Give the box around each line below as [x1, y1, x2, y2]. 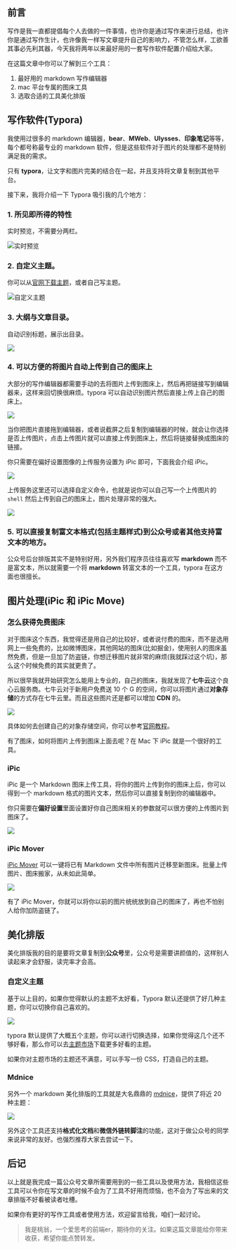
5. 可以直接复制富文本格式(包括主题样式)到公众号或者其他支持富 [7, 527, 223, 536]
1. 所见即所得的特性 [7, 209, 72, 219]
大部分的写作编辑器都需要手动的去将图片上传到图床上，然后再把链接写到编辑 [7, 379, 229, 388]
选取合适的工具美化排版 [17, 91, 86, 100]
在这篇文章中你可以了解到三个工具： [7, 59, 112, 67]
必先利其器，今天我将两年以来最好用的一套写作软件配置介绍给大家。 [19, 44, 216, 53]
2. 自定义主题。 [7, 260, 60, 270]
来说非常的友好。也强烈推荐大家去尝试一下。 [7, 1135, 137, 1143]
